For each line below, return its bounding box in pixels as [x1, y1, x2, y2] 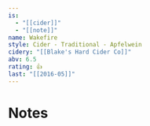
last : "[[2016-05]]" [8, 70, 76, 78]
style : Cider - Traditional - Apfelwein [8, 41, 143, 49]
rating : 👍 [8, 63, 43, 71]
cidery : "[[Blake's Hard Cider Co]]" [8, 48, 132, 56]
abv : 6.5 [8, 56, 37, 64]
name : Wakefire [8, 33, 58, 42]
